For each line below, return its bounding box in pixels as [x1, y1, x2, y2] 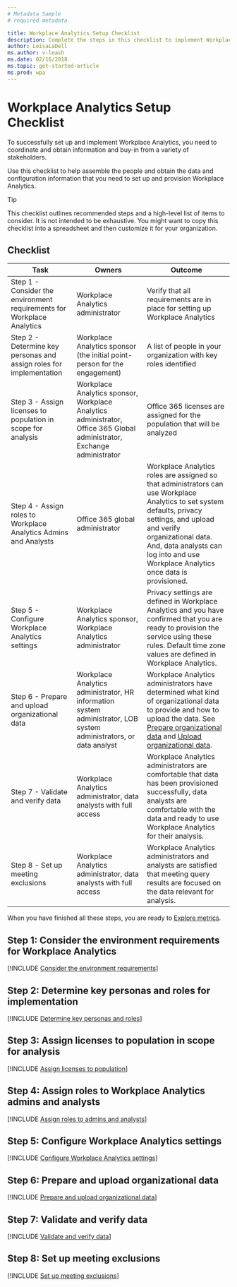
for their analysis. [147, 831, 205, 841]
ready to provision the [147, 623, 220, 633]
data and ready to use [147, 813, 219, 823]
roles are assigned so [147, 470, 218, 480]
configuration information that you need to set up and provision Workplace [7, 174, 224, 182]
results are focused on [147, 878, 221, 888]
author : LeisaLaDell [7, 43, 68, 50]
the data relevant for [147, 887, 214, 897]
